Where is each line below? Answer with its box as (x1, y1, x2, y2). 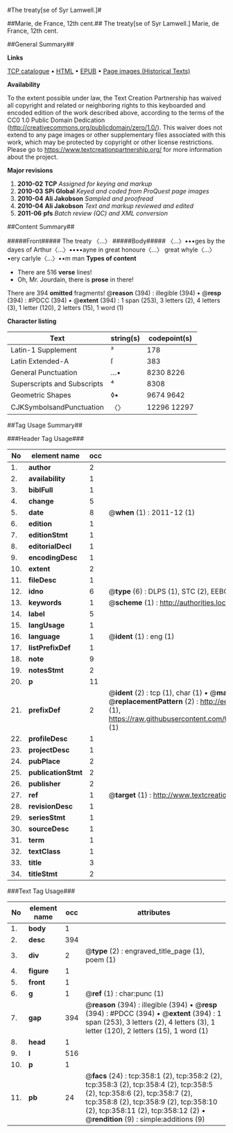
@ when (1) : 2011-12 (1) (108, 508, 196, 517)
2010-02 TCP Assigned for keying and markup (17, 180, 153, 188)
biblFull (28, 485, 53, 494)
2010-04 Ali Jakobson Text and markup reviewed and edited (17, 202, 194, 210)
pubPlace (28, 756, 61, 766)
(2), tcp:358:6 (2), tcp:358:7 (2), (85, 1089, 193, 1098)
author (28, 462, 51, 472)
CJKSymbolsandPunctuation (10, 402, 104, 412)
